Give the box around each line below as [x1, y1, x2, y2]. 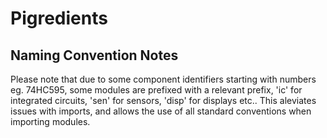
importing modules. [10, 116, 91, 127]
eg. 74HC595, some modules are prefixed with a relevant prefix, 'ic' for [10, 84, 303, 96]
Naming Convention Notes [10, 47, 179, 64]
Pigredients [10, 7, 108, 30]
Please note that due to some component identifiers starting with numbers [10, 73, 317, 85]
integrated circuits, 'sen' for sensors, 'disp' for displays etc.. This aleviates [10, 95, 317, 106]
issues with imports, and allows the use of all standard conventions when [10, 105, 312, 117]
